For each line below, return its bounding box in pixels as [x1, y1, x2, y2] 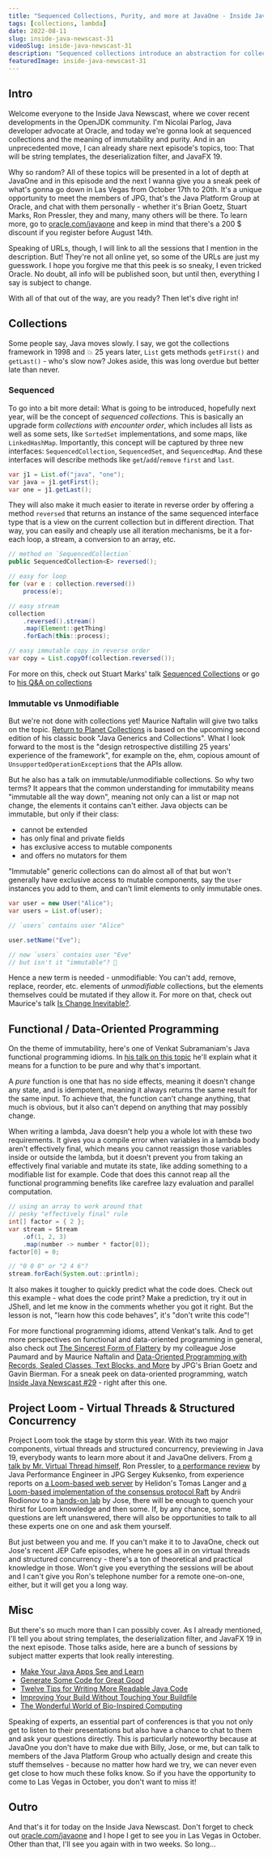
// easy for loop [8, 573, 67, 581]
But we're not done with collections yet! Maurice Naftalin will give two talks [8, 716, 259, 726]
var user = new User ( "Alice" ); [8, 900, 114, 908]
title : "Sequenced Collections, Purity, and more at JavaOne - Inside [8, 11, 252, 20]
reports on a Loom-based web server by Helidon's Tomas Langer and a [8, 1478, 247, 1488]
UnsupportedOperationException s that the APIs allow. [8, 759, 184, 769]
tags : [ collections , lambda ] [8, 19, 107, 28]
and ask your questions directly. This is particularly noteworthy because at [8, 1734, 257, 1744]
